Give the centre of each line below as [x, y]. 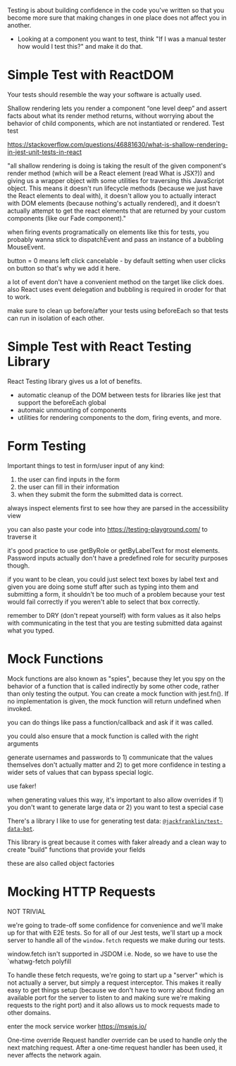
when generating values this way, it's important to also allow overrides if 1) [116, 799]
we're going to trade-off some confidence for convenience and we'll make [115, 925]
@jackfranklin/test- [193, 821]
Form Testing [47, 446]
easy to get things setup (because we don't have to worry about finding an [116, 990]
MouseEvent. [26, 247]
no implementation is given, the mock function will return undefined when [114, 701]
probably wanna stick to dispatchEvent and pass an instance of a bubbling [116, 239]
